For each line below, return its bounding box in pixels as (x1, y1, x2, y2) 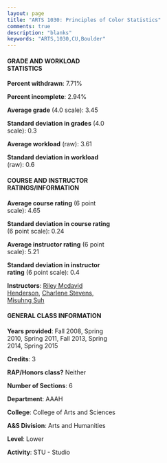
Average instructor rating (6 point (7, 240, 104, 248)
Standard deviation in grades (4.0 (7, 120, 104, 128)
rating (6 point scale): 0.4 (7, 268, 80, 276)
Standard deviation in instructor (7, 260, 100, 269)
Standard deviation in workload (7, 153, 99, 161)
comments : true (7, 23, 51, 30)
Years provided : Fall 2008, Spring (7, 327, 104, 335)
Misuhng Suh (7, 296, 45, 304)
